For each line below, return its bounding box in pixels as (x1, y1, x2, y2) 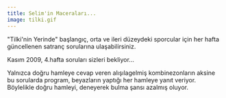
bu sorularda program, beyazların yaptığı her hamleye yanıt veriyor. (7, 76, 197, 84)
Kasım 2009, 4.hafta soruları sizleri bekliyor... (7, 55, 135, 63)
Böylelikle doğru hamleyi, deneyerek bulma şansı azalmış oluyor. (7, 83, 189, 91)
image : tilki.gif (7, 16, 57, 23)
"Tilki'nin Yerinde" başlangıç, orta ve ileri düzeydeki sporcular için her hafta (7, 35, 219, 43)
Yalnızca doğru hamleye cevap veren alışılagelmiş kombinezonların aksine (7, 69, 216, 77)
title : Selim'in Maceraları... (7, 10, 97, 17)
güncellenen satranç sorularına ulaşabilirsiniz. (7, 42, 136, 50)
